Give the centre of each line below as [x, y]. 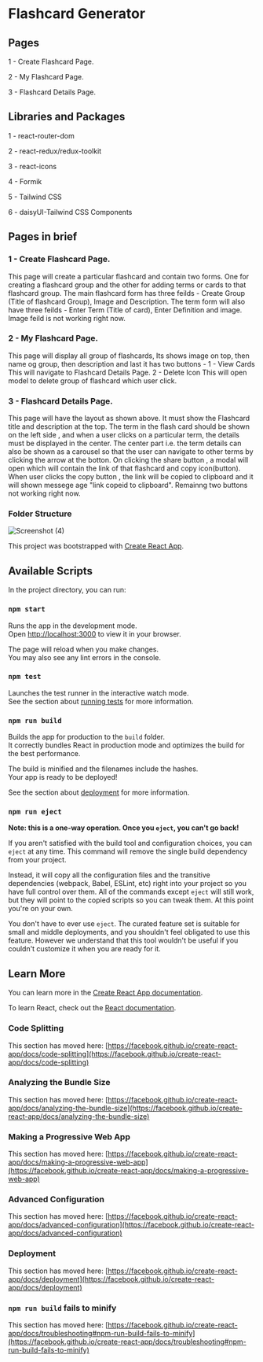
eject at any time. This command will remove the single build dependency [128, 851]
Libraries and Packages [67, 117]
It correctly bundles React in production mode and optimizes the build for [126, 745]
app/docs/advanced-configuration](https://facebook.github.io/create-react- [131, 1225]
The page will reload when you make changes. [84, 649]
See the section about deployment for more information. [99, 792]
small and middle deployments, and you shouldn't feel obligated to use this [129, 932]
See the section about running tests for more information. [101, 701]
